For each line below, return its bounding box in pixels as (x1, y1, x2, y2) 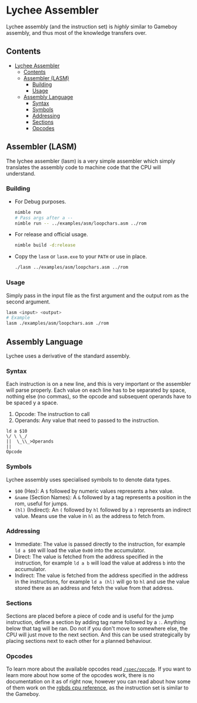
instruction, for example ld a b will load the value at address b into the (14, 559, 185, 566)
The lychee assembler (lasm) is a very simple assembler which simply (6, 157, 175, 164)
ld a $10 (6, 428, 28, 434)
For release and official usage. (14, 231, 88, 238)
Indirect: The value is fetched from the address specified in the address (14, 572, 188, 579)
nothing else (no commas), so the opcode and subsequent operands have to (6, 393, 192, 400)
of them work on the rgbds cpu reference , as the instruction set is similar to (6, 684, 189, 691)
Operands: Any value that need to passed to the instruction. (14, 417, 160, 424)
